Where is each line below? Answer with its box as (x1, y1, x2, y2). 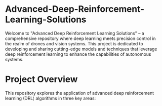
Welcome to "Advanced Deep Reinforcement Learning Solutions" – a (5, 30, 144, 36)
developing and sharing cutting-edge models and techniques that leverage (5, 46, 157, 52)
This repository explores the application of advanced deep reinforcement (5, 90, 154, 96)
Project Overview (5, 74, 78, 85)
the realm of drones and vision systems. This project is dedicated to (5, 40, 143, 46)
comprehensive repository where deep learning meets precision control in (5, 35, 156, 41)
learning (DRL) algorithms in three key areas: (5, 95, 96, 101)
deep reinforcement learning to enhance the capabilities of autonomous (5, 51, 152, 57)
